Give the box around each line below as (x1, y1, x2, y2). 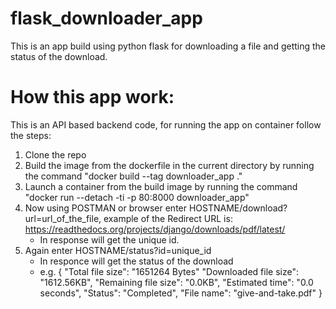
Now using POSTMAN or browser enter (24, 202, 188, 214)
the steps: (10, 129, 52, 141)
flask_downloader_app (10, 7, 203, 30)
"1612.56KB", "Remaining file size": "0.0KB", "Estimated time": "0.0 (39, 276, 314, 288)
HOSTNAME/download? (188, 202, 288, 214)
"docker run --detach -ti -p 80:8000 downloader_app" (24, 191, 250, 203)
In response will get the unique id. (39, 233, 180, 246)
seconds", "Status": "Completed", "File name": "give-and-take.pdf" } (39, 287, 323, 299)
